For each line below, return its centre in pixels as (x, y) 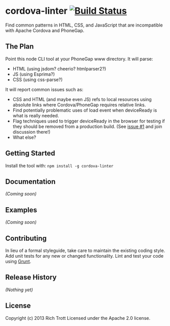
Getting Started (30, 153)
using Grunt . (18, 261)
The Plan (20, 47)
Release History (31, 277)
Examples (21, 210)
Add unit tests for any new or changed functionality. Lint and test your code (84, 256)
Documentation (31, 181)
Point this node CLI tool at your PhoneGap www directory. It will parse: (79, 59)
